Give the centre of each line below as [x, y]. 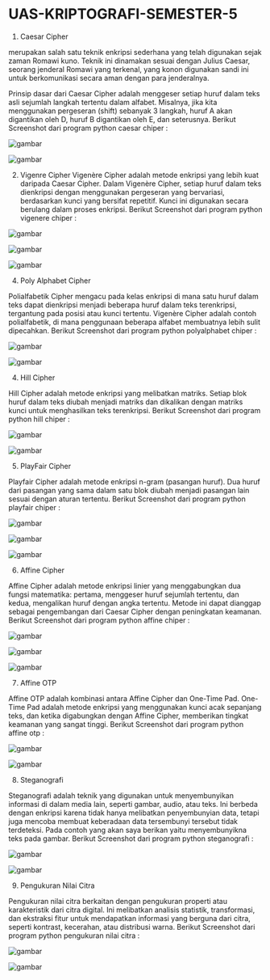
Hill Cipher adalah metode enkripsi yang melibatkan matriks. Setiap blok [128, 393]
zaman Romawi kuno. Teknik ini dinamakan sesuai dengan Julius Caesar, [129, 61]
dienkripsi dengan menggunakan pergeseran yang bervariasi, [122, 192]
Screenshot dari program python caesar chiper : [88, 128]
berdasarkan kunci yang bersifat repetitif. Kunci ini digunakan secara [134, 201]
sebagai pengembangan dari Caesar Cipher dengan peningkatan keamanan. [135, 611]
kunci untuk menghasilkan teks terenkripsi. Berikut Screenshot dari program [135, 410]
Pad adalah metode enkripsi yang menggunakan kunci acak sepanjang [144, 707]
